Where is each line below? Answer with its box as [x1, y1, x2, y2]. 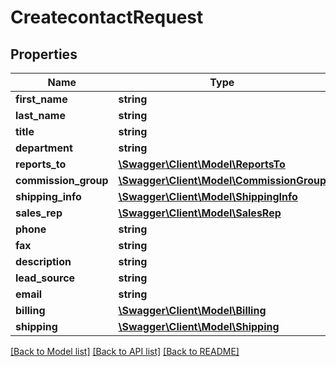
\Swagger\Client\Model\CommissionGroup [118, 174, 327, 187]
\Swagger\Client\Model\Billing [118, 304, 267, 317]
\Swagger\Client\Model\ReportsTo [118, 157, 286, 171]
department [15, 141, 73, 155]
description [15, 255, 72, 268]
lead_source [15, 271, 76, 285]
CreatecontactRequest [10, 6, 204, 29]
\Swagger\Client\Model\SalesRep [118, 206, 282, 220]
